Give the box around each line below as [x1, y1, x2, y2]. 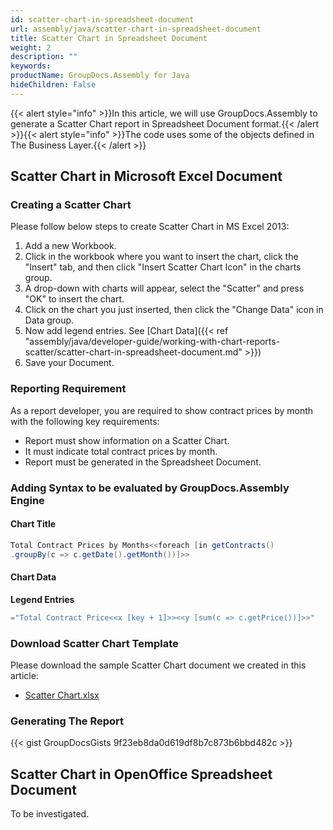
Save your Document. [24, 357, 115, 369]
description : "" [10, 52, 78, 62]
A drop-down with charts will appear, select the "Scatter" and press [24, 282, 305, 295]
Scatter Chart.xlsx [24, 689, 100, 701]
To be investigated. [10, 808, 90, 820]
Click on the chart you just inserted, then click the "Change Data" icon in [24, 304, 324, 316]
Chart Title [10, 518, 57, 530]
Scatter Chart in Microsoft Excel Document [10, 168, 283, 185]
